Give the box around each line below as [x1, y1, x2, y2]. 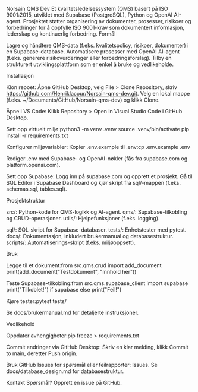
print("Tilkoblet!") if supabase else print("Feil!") [6, 286, 122, 293]
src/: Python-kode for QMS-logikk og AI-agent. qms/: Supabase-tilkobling [6, 208, 187, 216]
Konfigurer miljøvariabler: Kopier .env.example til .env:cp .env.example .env [6, 144, 190, 150]
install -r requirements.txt [6, 132, 68, 139]
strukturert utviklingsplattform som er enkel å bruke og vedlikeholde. [6, 61, 174, 68]
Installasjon [6, 72, 34, 79]
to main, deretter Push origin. [6, 350, 78, 357]
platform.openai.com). [6, 162, 61, 168]
